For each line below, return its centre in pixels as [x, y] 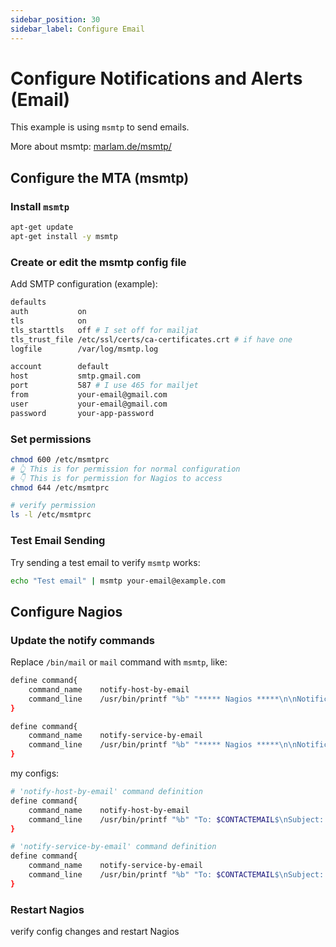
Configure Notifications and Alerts [156, 78]
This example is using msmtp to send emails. [100, 127]
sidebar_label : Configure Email [77, 29]
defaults [28, 302]
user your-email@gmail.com [89, 404]
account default [60, 367]
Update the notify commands [82, 640]
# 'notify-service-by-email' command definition [113, 847]
